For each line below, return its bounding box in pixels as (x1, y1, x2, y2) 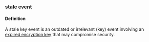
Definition (5, 16, 26, 21)
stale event (5, 3, 32, 10)
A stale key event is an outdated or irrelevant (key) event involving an (5, 26, 144, 32)
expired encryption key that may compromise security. (5, 32, 115, 38)
